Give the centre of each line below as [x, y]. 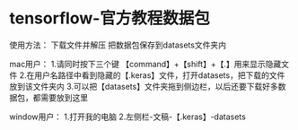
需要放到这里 [64, 97]
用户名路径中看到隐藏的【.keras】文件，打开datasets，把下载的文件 [160, 75]
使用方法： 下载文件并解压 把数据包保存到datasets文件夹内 [118, 45]
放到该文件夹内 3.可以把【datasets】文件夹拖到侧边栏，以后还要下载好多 [144, 86]
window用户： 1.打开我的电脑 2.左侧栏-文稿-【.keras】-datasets [128, 117]
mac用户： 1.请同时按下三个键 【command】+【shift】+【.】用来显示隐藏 [145, 64]
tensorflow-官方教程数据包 [110, 18]
